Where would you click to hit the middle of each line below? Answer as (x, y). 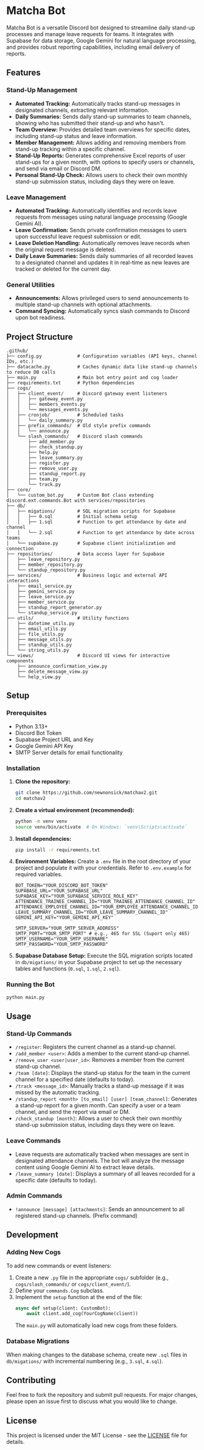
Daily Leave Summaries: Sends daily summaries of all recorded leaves (104, 256)
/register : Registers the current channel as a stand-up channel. (96, 1047)
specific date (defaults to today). (56, 1180)
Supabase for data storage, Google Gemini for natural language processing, (101, 40)
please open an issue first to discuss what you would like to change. (92, 1401)
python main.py (26, 997)
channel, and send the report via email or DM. (72, 1112)
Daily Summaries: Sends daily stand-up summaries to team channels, (103, 116)
